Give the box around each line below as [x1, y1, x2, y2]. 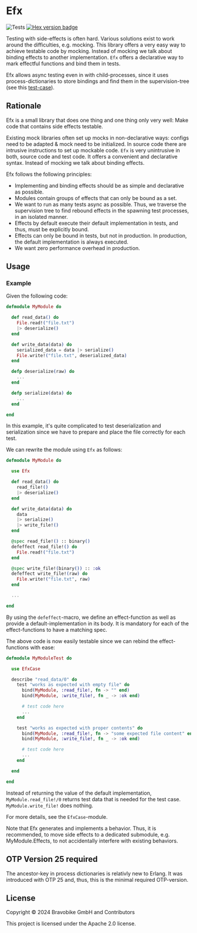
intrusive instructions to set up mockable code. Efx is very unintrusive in [6, 146, 181, 154]
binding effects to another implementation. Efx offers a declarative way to [6, 54, 184, 61]
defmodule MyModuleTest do [6, 655, 72, 661]
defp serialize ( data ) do [11, 390, 72, 396]
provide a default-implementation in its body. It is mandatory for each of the [6, 619, 189, 627]
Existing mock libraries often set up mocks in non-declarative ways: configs [6, 134, 189, 141]
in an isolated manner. [14, 213, 69, 220]
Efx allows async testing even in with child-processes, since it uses [6, 71, 169, 78]
